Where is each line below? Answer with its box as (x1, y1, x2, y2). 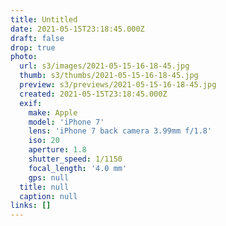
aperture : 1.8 (28, 145, 87, 155)
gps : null (28, 172, 70, 183)
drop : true (10, 42, 56, 53)
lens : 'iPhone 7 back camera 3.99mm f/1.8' (28, 126, 213, 136)
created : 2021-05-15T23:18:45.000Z (19, 89, 168, 99)
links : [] (10, 201, 52, 211)
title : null (19, 182, 70, 192)
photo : (10, 52, 38, 62)
